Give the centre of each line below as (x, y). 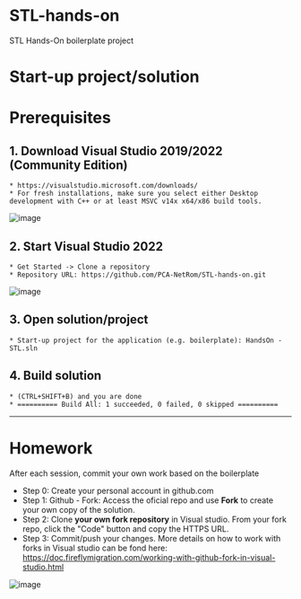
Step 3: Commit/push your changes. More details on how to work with (151, 538)
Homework (51, 448)
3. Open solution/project (79, 320)
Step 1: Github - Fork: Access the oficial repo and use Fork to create (148, 500)
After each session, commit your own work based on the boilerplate (134, 473)
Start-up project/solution (104, 77)
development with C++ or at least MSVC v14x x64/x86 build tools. (136, 202)
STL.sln (24, 348)
